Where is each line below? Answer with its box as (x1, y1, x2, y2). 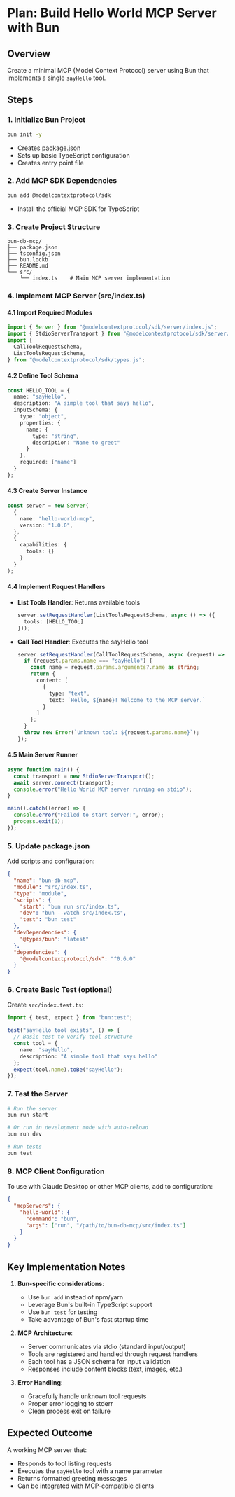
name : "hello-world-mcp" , (20, 515, 96, 523)
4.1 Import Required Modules (7, 308, 92, 317)
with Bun (7, 20, 60, 36)
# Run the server (7, 1105, 58, 1112)
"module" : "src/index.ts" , (13, 883, 92, 890)
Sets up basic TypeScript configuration (17, 151, 131, 159)
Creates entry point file (17, 158, 84, 167)
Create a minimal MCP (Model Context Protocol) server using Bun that (7, 67, 209, 74)
